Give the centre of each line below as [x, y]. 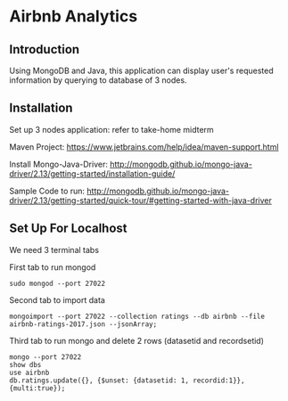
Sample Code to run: [47, 191]
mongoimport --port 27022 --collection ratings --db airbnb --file [137, 316]
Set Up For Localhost [68, 229]
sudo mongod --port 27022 [57, 283]
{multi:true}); [37, 388]
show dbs [25, 364]
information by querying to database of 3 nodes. [98, 80]
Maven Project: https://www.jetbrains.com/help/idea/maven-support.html [144, 147]
